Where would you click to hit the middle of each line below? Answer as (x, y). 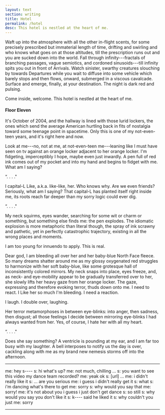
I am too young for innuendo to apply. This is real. (55, 246)
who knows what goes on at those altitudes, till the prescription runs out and (82, 53)
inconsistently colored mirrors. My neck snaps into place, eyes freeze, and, (81, 272)
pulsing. (13, 89)
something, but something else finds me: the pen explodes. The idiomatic (79, 221)
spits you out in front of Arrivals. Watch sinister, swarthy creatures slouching (82, 68)
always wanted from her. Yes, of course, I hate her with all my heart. (74, 322)
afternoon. (16, 357)
